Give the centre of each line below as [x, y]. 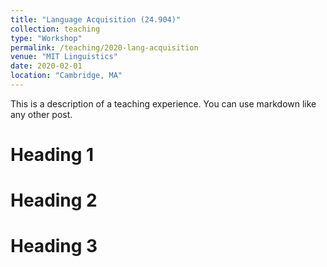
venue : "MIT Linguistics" [64, 57]
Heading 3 [54, 246]
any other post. [41, 114]
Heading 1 [52, 155]
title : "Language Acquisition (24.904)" [96, 19]
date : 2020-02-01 [46, 66]
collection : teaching [55, 29]
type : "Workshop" [46, 38]
